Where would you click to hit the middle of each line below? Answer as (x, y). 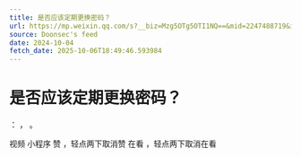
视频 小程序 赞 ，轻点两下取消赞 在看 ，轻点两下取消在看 (113, 144)
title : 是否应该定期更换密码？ (60, 17)
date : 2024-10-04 (42, 43)
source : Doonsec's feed (54, 34)
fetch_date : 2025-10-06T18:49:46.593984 (86, 51)
